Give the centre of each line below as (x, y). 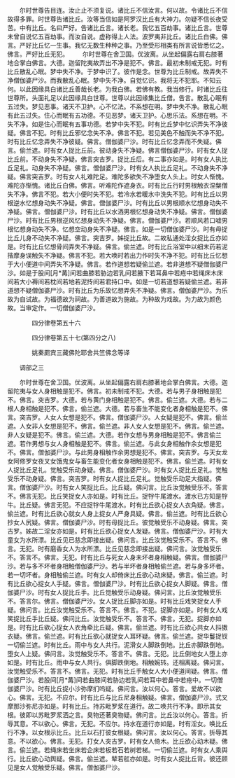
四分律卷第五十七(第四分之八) (74, 338)
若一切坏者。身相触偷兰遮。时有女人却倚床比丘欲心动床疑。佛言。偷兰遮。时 (117, 575)
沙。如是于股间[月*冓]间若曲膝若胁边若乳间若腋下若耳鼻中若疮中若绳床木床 (115, 273)
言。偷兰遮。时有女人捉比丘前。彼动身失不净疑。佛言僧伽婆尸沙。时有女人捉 (117, 150)
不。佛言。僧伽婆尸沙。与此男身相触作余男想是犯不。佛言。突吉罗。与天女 (114, 452)
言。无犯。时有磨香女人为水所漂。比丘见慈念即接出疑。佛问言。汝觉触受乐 (114, 549)
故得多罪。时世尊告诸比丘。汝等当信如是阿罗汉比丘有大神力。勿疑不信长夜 (114, 19)
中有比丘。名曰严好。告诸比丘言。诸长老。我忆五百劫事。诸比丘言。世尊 (123, 28)
